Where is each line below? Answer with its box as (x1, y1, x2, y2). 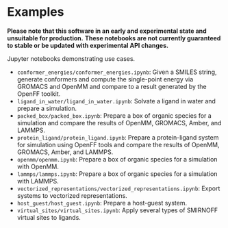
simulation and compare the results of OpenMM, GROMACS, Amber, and (16, 118, 222, 127)
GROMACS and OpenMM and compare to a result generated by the (16, 82, 207, 90)
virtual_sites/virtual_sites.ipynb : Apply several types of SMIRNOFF (16, 206, 218, 214)
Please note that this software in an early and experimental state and (7, 27, 207, 35)
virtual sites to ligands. (16, 213, 81, 221)
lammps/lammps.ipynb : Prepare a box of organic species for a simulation (16, 169, 218, 178)
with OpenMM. (16, 162, 60, 170)
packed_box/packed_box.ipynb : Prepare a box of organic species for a (16, 111, 212, 120)
